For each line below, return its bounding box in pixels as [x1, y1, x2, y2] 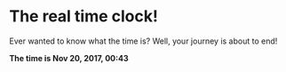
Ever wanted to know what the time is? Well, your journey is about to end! [9, 36, 278, 46]
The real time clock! [9, 6, 158, 27]
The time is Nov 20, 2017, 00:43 [9, 52, 129, 63]
